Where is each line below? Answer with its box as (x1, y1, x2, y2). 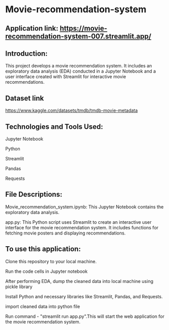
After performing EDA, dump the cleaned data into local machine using (5, 278, 154, 284)
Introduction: (5, 49, 48, 58)
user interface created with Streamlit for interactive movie (5, 74, 126, 80)
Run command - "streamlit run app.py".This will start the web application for (5, 313, 164, 319)
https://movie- (60, 24, 108, 33)
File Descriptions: (5, 190, 63, 199)
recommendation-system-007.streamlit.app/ (5, 32, 152, 40)
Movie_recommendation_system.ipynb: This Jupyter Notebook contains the (5, 203, 164, 210)
